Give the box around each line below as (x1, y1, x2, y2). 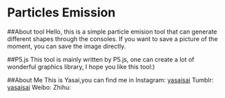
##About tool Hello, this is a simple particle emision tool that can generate (7, 27, 217, 36)
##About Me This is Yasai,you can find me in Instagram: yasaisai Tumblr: (7, 75, 214, 84)
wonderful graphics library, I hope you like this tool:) (7, 62, 155, 71)
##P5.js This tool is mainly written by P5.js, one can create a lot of (7, 55, 195, 63)
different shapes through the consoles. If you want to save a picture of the (7, 34, 218, 42)
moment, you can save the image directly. (7, 42, 126, 50)
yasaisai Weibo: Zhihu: (7, 83, 71, 91)
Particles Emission (7, 5, 116, 21)
